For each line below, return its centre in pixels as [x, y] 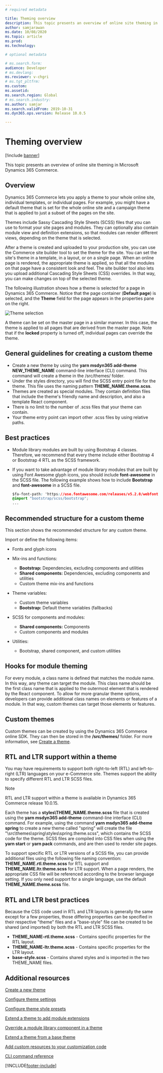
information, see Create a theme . [38, 741]
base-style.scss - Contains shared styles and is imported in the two [81, 958]
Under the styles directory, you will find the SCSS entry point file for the [84, 381]
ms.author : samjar [24, 104]
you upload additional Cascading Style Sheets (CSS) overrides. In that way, [80, 273]
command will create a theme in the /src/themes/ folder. [68, 376]
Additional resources [37, 978]
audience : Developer [26, 68]
